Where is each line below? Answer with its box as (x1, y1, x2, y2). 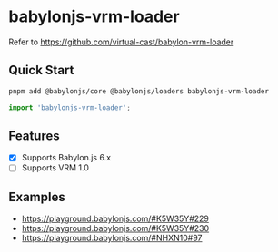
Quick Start (8, 63, 74, 78)
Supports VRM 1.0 (21, 162, 90, 173)
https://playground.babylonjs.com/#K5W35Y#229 (21, 213, 210, 224)
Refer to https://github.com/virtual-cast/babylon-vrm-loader (8, 36, 234, 47)
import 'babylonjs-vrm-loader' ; (8, 102, 131, 112)
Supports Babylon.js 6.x (21, 152, 111, 163)
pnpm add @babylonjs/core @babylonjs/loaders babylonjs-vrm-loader (8, 86, 270, 96)
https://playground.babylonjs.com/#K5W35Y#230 (21, 223, 210, 234)
